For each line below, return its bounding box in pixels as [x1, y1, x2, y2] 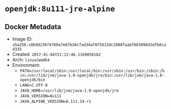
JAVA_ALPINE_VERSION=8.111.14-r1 [19, 99, 92, 104]
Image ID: [12, 36, 33, 42]
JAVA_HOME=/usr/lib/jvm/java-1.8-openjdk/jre [19, 88, 119, 93]
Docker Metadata [5, 22, 61, 31]
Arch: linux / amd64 [12, 57, 50, 63]
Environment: [12, 62, 40, 68]
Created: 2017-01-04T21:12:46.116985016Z [12, 51, 101, 57]
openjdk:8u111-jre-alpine [5, 4, 115, 14]
